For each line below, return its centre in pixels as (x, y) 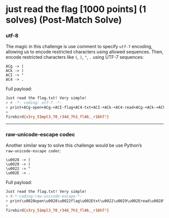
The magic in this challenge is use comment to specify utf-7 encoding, (79, 47)
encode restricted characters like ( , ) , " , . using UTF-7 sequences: (75, 57)
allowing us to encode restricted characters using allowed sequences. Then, (84, 52)
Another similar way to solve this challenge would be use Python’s (74, 145)
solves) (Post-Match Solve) (64, 20)
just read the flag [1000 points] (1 (76, 9)
